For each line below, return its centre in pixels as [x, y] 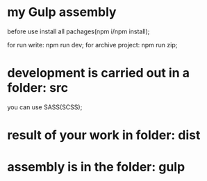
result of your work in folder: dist [104, 135]
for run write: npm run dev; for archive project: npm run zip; [92, 45]
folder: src [38, 88]
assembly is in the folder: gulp [96, 167]
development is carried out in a [98, 73]
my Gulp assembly [62, 12]
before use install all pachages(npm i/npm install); [78, 31]
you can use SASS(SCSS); [45, 107]
